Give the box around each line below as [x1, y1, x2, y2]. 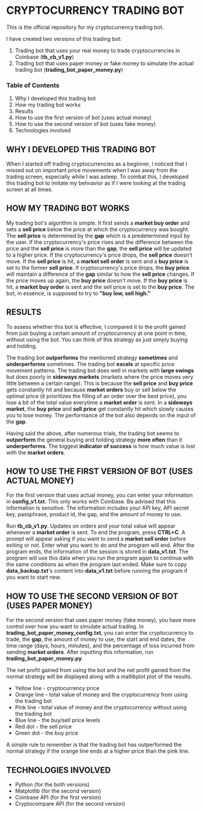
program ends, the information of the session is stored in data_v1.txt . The [6, 548, 189, 555]
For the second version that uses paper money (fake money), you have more [6, 617, 196, 624]
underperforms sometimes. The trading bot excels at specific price [6, 360, 175, 367]
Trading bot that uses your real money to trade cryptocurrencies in [14, 46, 180, 54]
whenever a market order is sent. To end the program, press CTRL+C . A [6, 529, 186, 536]
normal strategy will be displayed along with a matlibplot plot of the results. [6, 673, 192, 681]
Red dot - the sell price [14, 723, 72, 730]
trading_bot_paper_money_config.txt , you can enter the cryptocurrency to [6, 629, 194, 637]
